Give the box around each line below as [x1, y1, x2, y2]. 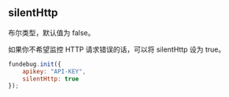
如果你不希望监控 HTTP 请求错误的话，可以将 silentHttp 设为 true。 [8, 45, 226, 54]
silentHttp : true [22, 74, 79, 83]
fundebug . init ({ [8, 60, 61, 68]
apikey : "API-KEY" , [22, 67, 87, 75]
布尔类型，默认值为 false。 [8, 27, 95, 38]
